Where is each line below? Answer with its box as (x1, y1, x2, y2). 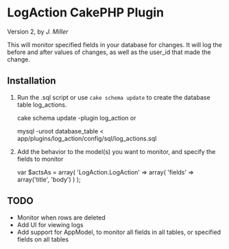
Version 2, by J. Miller (7, 27, 69, 36)
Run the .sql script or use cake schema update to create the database (16, 93, 210, 101)
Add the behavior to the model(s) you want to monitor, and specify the (16, 147, 216, 155)
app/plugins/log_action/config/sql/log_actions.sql (16, 134, 157, 142)
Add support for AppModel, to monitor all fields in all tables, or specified (16, 228, 221, 236)
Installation (7, 75, 56, 87)
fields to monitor (16, 155, 64, 163)
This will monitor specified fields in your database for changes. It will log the (7, 40, 223, 49)
